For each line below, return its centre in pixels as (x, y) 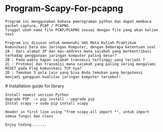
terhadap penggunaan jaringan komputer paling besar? (61, 56)
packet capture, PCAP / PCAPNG (37, 26)
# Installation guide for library (35, 86)
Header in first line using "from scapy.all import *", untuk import (77, 112)
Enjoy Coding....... (26, 125)
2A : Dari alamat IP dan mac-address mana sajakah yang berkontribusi (78, 51)
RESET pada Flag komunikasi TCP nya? (43, 68)
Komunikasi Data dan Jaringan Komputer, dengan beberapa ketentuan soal (81, 47)
